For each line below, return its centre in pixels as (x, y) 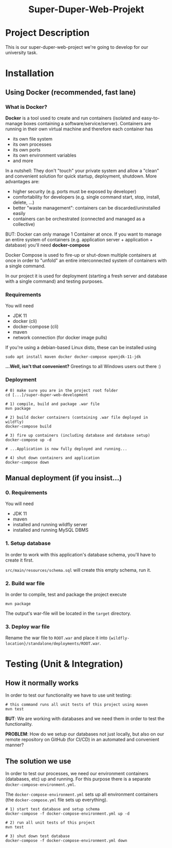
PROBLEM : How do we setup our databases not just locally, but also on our (85, 734)
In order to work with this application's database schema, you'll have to (81, 554)
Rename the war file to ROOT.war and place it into (56, 638)
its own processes (32, 144)
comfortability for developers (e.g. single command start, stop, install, (87, 197)
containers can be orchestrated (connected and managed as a (79, 219)
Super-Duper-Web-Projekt (86, 9)
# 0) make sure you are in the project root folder (62, 390)
